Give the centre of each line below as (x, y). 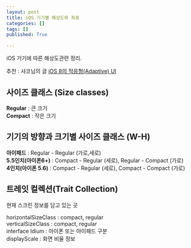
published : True (27, 35)
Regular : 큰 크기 (27, 108)
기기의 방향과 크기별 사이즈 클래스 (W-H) (78, 137)
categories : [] (26, 23)
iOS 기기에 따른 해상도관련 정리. (44, 58)
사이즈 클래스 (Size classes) (58, 92)
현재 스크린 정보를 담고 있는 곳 (42, 205)
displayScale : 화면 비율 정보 (41, 238)
